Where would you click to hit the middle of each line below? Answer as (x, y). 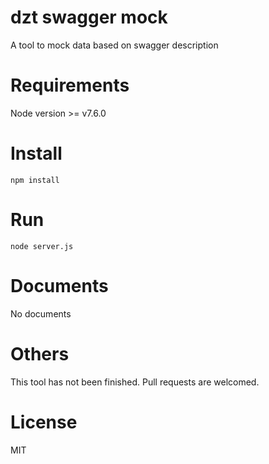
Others (40, 353)
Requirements (70, 85)
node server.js (42, 246)
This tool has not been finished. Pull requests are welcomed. (135, 382)
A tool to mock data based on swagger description (114, 45)
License (44, 422)
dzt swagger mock (89, 17)
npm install (35, 180)
